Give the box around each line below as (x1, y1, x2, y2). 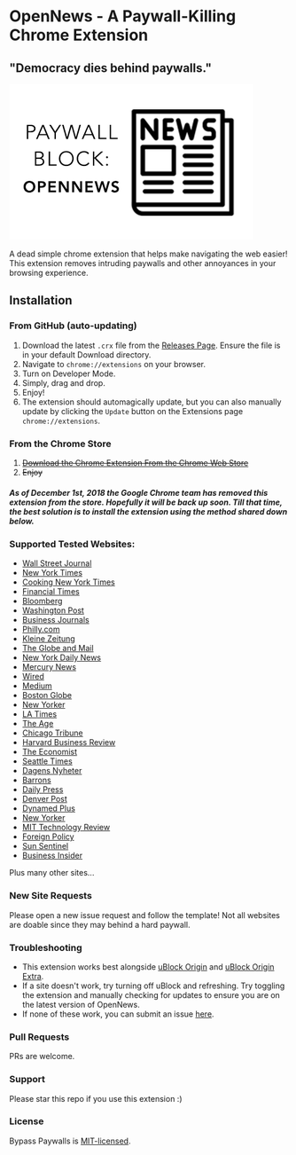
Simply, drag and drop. (21, 377, 106, 388)
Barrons (21, 774, 51, 786)
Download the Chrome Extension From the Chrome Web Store (21, 457, 249, 467)
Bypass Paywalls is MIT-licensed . (9, 1135, 131, 1146)
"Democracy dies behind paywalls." (9, 60, 213, 75)
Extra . (21, 970, 44, 981)
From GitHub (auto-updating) (9, 319, 137, 332)
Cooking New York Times (21, 577, 115, 587)
